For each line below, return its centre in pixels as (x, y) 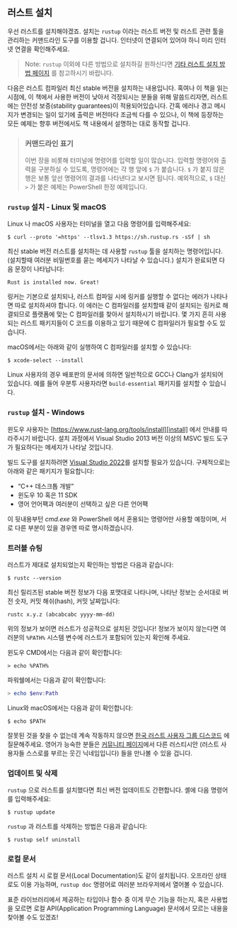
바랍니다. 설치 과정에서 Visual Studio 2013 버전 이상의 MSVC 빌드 (123, 438)
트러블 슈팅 (25, 548)
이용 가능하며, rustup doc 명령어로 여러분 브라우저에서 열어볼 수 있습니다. (122, 885)
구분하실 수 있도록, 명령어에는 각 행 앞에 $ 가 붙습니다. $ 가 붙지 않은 (131, 170)
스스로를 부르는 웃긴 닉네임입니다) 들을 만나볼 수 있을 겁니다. (109, 753)
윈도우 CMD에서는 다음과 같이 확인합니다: (65, 652)
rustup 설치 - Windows (46, 412)
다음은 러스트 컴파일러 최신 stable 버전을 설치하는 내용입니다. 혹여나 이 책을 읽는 (118, 88)
